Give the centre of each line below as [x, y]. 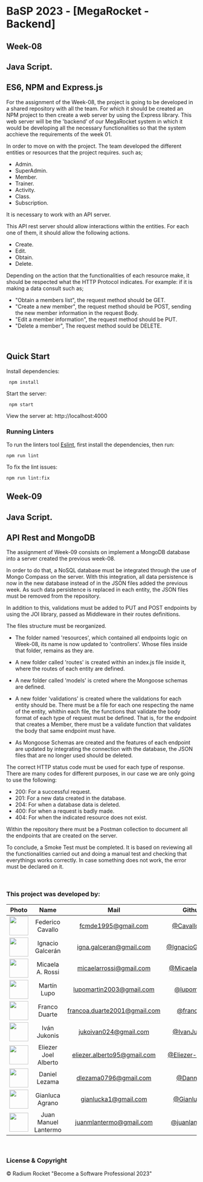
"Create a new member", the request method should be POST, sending [103, 306]
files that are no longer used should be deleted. [74, 756]
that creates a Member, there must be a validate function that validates [103, 724]
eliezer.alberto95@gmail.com [114, 1055]
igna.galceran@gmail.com [114, 947]
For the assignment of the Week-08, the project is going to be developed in [100, 102]
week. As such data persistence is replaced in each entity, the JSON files [97, 590]
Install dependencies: [33, 371]
